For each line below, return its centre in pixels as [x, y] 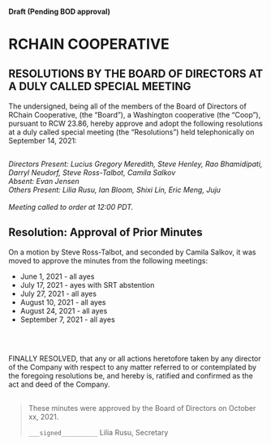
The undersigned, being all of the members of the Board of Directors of [128, 106]
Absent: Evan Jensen [44, 181]
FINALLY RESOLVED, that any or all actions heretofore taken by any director [135, 359]
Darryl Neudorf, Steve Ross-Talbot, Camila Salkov [92, 172]
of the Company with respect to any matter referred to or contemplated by [133, 367]
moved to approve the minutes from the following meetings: [108, 260]
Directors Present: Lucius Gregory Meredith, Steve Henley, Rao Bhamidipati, [135, 164]
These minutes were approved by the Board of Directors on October [142, 408]
